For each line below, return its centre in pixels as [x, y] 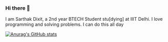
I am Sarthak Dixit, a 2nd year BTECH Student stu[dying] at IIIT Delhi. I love [84, 19]
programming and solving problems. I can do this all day [65, 24]
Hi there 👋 [18, 8]
